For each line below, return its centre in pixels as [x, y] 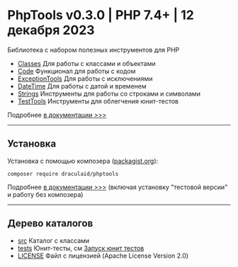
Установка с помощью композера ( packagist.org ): [83, 161]
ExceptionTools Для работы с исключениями [85, 79]
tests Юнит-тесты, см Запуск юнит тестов [81, 248]
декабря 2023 [51, 30]
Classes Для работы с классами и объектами [86, 63]
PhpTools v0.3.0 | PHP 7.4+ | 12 [101, 15]
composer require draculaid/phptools [63, 174]
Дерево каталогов [50, 223]
